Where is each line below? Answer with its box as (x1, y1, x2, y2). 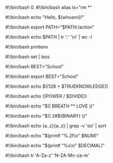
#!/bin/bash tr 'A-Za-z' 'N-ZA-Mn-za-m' (5, 152, 89, 158)
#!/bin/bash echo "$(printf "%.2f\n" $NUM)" (5, 132, 99, 139)
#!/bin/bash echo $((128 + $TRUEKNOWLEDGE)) (5, 84, 108, 89)
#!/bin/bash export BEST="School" (5, 73, 79, 79)
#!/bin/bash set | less (5, 53, 50, 60)
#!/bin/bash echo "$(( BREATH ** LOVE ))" (5, 103, 95, 109)
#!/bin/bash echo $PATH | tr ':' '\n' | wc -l (5, 34, 92, 40)
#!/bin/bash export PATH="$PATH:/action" (5, 24, 95, 30)
